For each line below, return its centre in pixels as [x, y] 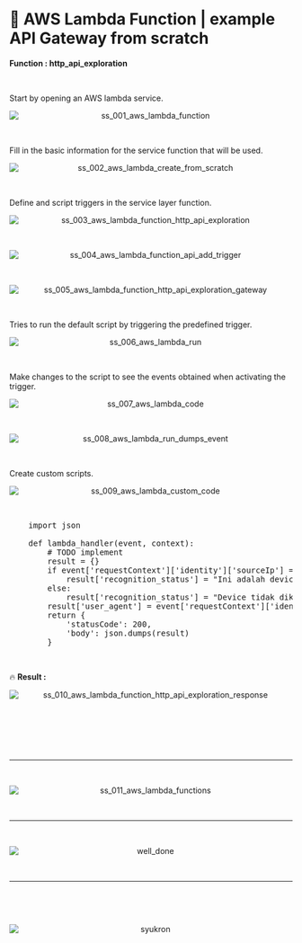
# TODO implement [85, 552]
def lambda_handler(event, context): [111, 543]
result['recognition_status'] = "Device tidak [171, 597]
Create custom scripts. [52, 473]
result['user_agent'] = [99, 606]
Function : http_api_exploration [68, 63]
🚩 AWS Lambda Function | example [142, 19]
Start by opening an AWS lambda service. [86, 98]
